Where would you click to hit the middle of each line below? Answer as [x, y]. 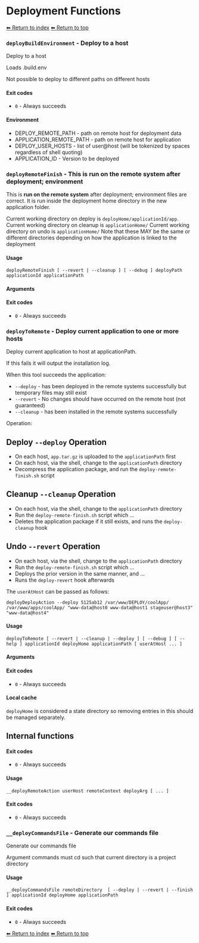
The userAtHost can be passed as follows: [58, 591]
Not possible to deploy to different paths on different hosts [78, 79]
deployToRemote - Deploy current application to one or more [92, 331]
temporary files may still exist [51, 393]
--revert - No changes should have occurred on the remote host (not [100, 399]
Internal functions [40, 736]
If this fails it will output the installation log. [58, 363]
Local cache [21, 698]
